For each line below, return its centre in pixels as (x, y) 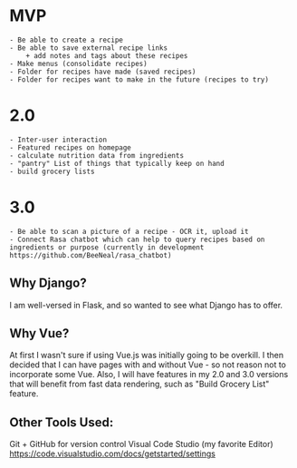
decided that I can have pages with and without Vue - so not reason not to (148, 365)
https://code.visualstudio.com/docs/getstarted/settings (112, 453)
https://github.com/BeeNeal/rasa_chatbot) (91, 255)
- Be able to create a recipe (67, 40)
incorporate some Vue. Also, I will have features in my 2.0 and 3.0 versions (149, 375)
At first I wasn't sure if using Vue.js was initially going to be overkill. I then (147, 356)
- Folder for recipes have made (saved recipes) (103, 72)
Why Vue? (39, 333)
